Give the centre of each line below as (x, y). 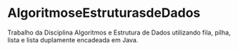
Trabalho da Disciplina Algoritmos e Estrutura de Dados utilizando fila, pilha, (119, 32)
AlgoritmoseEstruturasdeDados (104, 13)
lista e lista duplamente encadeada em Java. (73, 39)
